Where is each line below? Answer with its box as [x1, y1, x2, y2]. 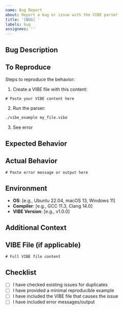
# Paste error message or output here [5, 170, 88, 175]
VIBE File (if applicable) [5, 241, 81, 249]
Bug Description [5, 46, 58, 54]
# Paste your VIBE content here [5, 96, 74, 101]
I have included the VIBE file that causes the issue [12, 293, 118, 299]
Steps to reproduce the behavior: [5, 76, 75, 82]
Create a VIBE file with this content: [12, 86, 88, 93]
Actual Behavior [5, 157, 58, 165]
